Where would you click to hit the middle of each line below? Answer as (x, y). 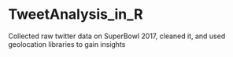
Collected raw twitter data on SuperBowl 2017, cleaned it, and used (117, 36)
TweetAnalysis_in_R (76, 14)
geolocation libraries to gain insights (67, 44)
